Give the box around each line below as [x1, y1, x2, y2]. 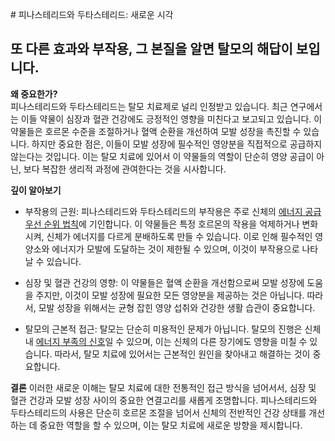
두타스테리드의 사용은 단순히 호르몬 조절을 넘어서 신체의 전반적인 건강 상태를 [10, 406, 307, 418]
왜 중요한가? [10, 88, 58, 100]
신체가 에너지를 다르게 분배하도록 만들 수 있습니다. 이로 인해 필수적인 [46, 230, 313, 242]
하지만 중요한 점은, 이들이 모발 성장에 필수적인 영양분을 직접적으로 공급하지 [31, 138, 323, 150]
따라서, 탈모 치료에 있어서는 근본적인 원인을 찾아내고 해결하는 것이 [54, 348, 311, 360]
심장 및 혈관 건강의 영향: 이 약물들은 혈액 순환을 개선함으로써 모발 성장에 [24, 276, 305, 288]
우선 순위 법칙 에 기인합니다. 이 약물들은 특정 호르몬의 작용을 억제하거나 [24, 218, 300, 230]
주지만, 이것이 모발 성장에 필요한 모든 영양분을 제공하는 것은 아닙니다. [35, 289, 305, 301]
